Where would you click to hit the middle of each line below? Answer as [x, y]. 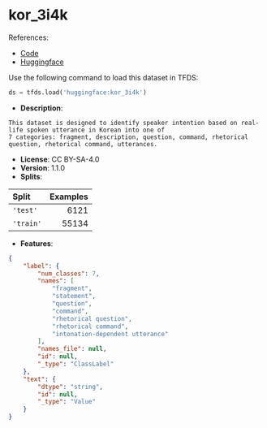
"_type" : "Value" [67, 402]
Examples [69, 197]
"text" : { [40, 379]
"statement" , [73, 296]
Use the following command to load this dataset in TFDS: [103, 77]
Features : [37, 243]
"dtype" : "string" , [71, 387]
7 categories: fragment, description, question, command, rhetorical [129, 137]
